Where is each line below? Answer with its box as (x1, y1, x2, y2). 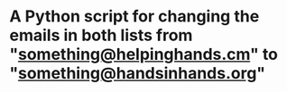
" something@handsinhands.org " (9, 63, 266, 84)
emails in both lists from (9, 25, 193, 46)
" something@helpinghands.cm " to (9, 45, 278, 64)
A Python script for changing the (9, 6, 260, 27)
